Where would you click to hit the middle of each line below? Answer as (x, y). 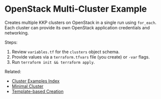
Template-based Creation (38, 91)
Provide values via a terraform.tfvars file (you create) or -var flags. (81, 57)
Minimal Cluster (27, 86)
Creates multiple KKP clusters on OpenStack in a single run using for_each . (80, 22)
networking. (17, 33)
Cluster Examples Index (36, 81)
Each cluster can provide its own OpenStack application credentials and (77, 27)
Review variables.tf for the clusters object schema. (66, 52)
